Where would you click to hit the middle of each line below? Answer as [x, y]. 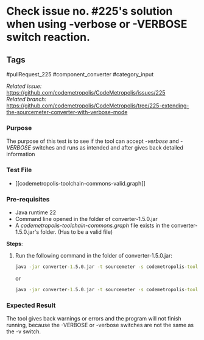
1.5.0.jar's [27, 232]
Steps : [15, 244]
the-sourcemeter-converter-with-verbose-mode [67, 112]
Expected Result [31, 305]
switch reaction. [48, 37]
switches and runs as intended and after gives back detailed [108, 148]
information [21, 154]
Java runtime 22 [36, 212]
